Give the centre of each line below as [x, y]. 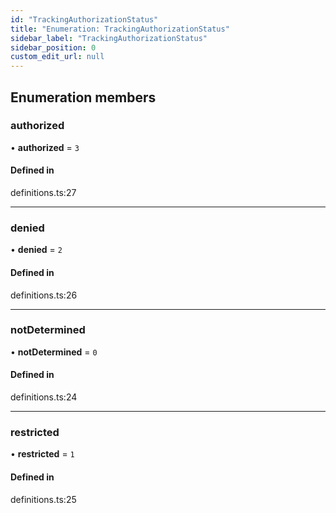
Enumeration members [83, 97]
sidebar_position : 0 [53, 47]
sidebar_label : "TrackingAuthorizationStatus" [109, 38]
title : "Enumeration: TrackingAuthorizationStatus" [120, 29]
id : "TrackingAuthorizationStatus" [84, 19]
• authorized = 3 [45, 147]
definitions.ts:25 [43, 499]
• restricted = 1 [42, 454]
